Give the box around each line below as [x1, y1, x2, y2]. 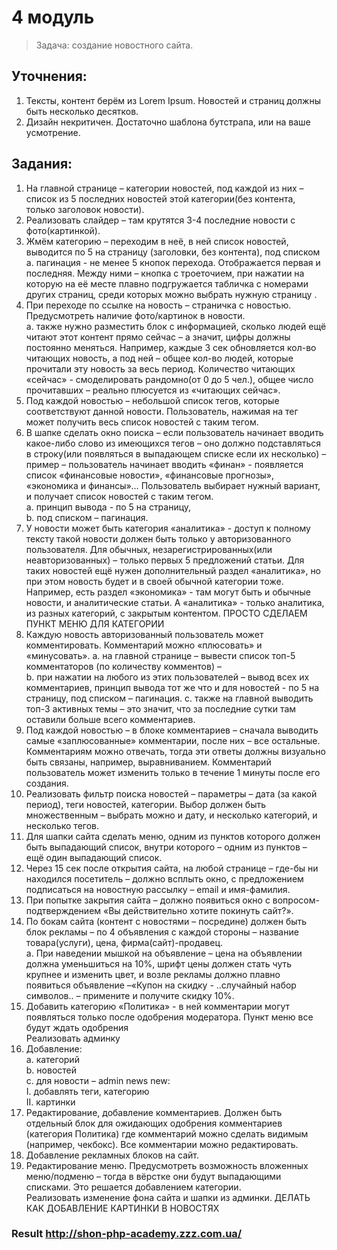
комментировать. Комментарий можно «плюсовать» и [25, 639, 263, 651]
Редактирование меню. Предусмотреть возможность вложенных [25, 1159, 309, 1171]
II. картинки [25, 1096, 76, 1108]
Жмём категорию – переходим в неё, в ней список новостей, [25, 235, 289, 247]
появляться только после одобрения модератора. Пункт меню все [25, 1011, 314, 1023]
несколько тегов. [25, 819, 100, 831]
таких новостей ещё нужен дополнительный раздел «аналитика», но [25, 564, 322, 576]
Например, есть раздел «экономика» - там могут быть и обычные [25, 586, 312, 598]
